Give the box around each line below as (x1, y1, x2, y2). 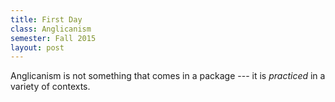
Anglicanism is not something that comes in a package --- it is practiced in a (10, 70, 326, 82)
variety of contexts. (10, 81, 91, 93)
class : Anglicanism (10, 24, 92, 34)
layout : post (10, 42, 65, 53)
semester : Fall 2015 (10, 33, 97, 43)
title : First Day (10, 14, 83, 25)
